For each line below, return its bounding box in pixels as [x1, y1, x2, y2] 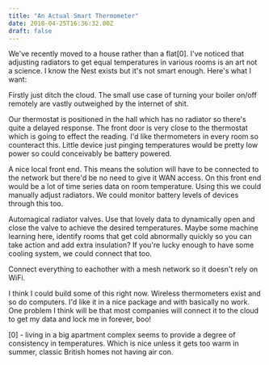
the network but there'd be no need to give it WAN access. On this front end [8, 173, 262, 182]
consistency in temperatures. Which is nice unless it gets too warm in [8, 338, 240, 348]
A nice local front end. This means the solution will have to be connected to [8, 165, 259, 174]
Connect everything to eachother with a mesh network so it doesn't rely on [8, 264, 258, 275]
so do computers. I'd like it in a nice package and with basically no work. [8, 297, 250, 307]
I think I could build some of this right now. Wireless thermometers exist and [8, 288, 261, 299]
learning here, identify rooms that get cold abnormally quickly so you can [8, 232, 252, 241]
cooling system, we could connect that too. [8, 249, 152, 258]
